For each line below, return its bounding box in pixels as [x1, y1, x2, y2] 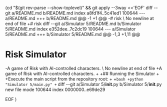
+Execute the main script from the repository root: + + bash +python [5, 75, 143, 82]
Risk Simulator [5, 49, 66, 60]
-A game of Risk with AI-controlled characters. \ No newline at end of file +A [5, 65, 162, 71]
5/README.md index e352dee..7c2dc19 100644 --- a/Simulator [5, 26, 136, 32]
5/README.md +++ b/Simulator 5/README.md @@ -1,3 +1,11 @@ [5, 31, 140, 37]
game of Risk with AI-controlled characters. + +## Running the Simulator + [5, 70, 159, 76]
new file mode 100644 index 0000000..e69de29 [5, 86, 105, 92]
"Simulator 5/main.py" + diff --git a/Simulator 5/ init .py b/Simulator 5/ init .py [5, 81, 162, 87]
